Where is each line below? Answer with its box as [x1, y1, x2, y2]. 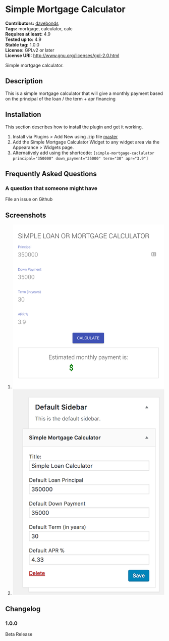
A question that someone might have [5, 184, 97, 191]
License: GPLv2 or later [5, 47, 54, 53]
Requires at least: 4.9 [5, 31, 51, 37]
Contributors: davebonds [5, 20, 59, 26]
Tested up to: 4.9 [5, 36, 42, 42]
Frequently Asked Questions [5, 169, 97, 178]
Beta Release [5, 631, 33, 637]
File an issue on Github [5, 196, 53, 203]
